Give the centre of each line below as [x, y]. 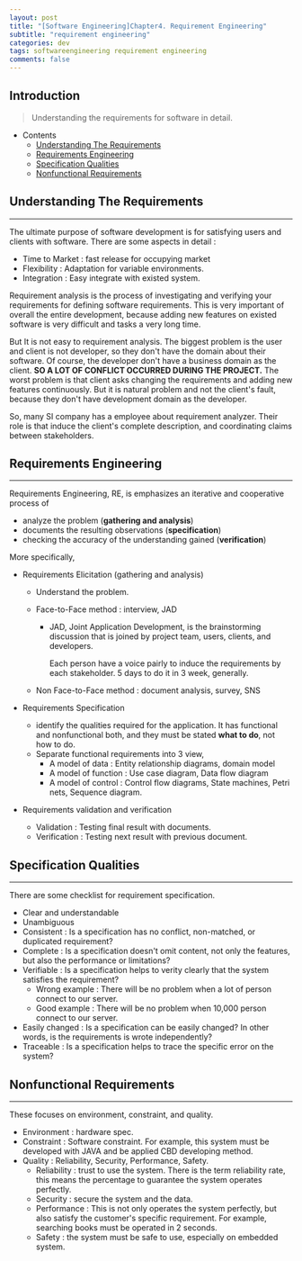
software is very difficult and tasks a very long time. [105, 324]
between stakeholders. [52, 435]
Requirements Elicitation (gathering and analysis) [113, 575]
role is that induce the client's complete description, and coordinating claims [151, 426]
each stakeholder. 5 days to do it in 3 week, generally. [149, 673]
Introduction [45, 96]
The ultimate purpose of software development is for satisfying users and [145, 231]
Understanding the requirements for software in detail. [132, 117]
